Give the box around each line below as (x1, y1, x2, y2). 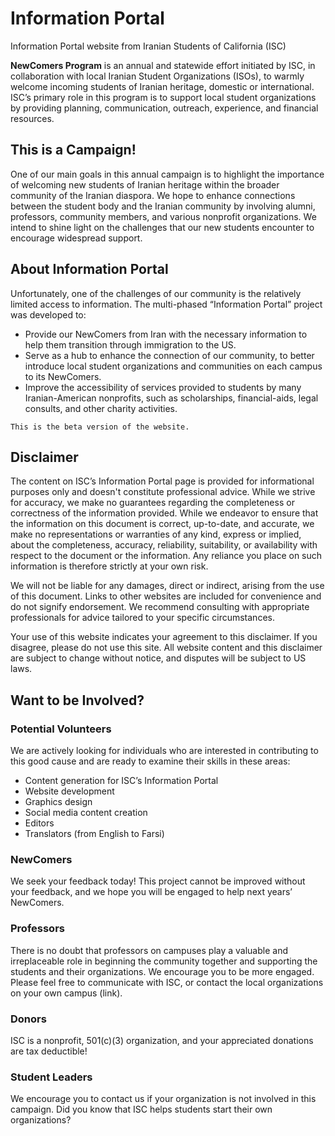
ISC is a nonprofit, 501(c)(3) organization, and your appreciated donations (10, 1034, 314, 1046)
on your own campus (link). (10, 987, 123, 999)
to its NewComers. (24, 370, 102, 382)
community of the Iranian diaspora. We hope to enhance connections (10, 189, 296, 201)
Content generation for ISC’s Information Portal (24, 775, 219, 787)
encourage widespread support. (10, 232, 143, 244)
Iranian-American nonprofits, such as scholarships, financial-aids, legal (24, 392, 319, 404)
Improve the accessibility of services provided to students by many (24, 381, 302, 393)
